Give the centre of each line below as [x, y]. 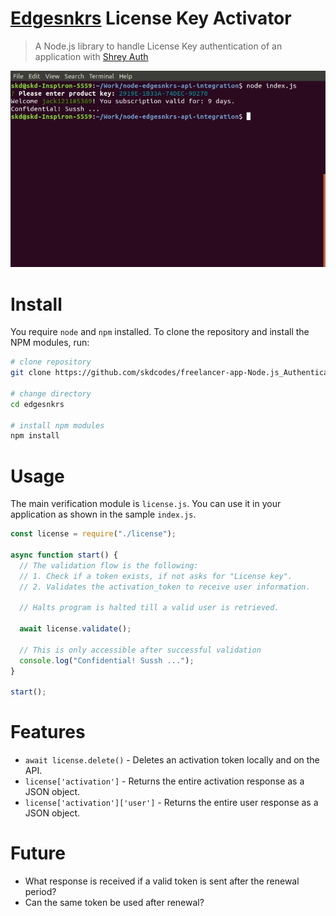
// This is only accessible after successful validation [140, 650]
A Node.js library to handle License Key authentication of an [158, 46]
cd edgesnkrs [37, 404]
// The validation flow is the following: [109, 565]
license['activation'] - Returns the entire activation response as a [164, 781]
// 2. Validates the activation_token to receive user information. [165, 587]
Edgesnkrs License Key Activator [151, 18]
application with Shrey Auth [91, 56]
